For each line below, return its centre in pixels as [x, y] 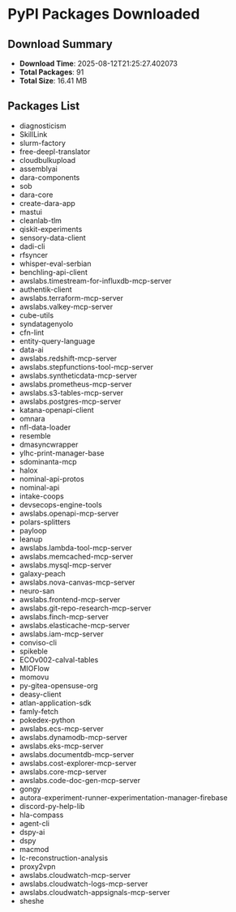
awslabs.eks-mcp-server [61, 746]
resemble [35, 435]
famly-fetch [39, 711]
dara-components [49, 177]
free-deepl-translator [55, 152]
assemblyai [38, 169]
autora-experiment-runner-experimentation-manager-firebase [123, 797]
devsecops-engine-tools [60, 504]
